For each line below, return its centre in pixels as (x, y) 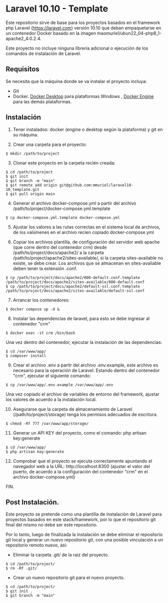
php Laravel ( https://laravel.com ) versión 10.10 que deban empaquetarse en (83, 27)
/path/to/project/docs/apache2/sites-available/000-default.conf (75, 282)
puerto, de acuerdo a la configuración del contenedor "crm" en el (80, 471)
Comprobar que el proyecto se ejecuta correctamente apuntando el (82, 461)
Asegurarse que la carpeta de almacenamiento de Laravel (72, 409)
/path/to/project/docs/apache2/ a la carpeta (58, 252)
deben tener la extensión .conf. (45, 268)
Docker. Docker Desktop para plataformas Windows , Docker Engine (83, 96)
